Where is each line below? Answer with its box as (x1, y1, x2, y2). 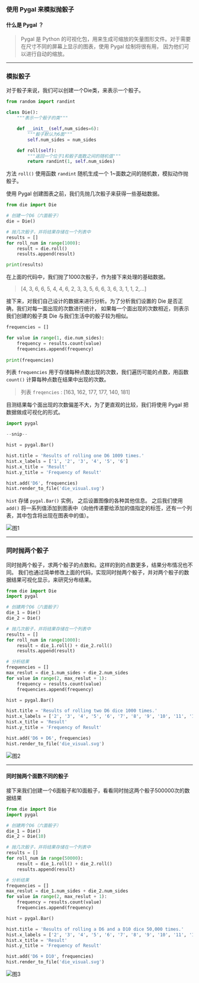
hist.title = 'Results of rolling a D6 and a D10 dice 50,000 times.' (6, 926, 184, 932)
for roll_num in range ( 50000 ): (6, 855, 84, 862)
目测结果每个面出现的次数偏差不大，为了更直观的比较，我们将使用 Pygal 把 (6, 401, 189, 409)
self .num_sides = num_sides (27, 137, 97, 143)
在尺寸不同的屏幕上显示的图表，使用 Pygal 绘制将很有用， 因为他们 (20, 43, 184, 50)
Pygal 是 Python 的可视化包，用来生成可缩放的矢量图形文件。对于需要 (20, 36, 191, 43)
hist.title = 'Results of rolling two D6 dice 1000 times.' (6, 708, 158, 714)
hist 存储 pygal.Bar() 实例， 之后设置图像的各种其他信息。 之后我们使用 (6, 497, 184, 504)
